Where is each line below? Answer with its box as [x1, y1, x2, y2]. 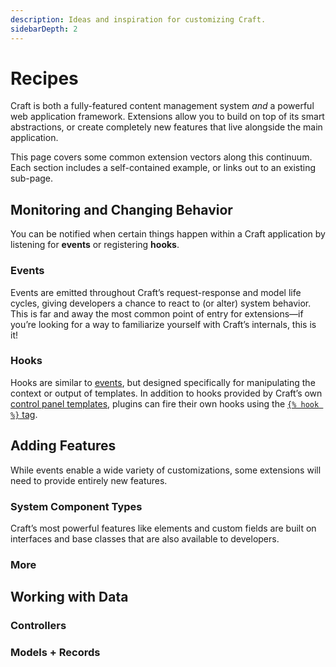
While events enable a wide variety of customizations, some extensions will [10, 464, 322, 476]
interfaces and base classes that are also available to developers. [10, 532, 280, 545]
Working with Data [10, 589, 129, 606]
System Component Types [10, 499, 143, 513]
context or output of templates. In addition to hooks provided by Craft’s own [10, 387, 323, 399]
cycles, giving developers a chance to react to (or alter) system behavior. [10, 297, 312, 309]
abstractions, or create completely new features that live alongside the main [10, 121, 323, 133]
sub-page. [10, 172, 54, 185]
